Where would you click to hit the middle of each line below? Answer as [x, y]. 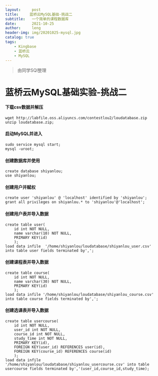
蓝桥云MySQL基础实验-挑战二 [66, 92]
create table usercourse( [32, 321]
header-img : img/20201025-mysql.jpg [43, 33]
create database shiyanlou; [34, 171]
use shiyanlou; [21, 176]
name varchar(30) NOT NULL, [43, 282]
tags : [11, 42]
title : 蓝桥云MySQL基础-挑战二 [39, 14]
